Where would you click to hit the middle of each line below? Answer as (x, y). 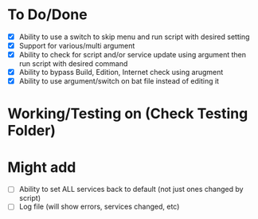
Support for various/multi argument (77, 46)
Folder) (32, 131)
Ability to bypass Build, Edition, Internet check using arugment (121, 72)
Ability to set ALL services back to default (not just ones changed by (131, 190)
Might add (42, 167)
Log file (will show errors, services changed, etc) (99, 207)
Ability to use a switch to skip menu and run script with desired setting (134, 37)
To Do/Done (48, 15)
